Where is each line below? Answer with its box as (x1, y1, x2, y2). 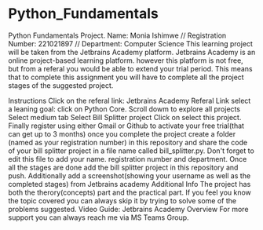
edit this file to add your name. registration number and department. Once (8, 154, 247, 163)
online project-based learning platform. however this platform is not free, (8, 56, 243, 65)
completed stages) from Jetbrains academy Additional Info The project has (8, 179, 251, 188)
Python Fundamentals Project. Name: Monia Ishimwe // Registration (8, 31, 227, 40)
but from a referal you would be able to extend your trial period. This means (8, 64, 253, 73)
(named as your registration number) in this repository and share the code (8, 137, 248, 147)
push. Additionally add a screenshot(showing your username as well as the (8, 170, 251, 181)
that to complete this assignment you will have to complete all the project (8, 72, 245, 82)
